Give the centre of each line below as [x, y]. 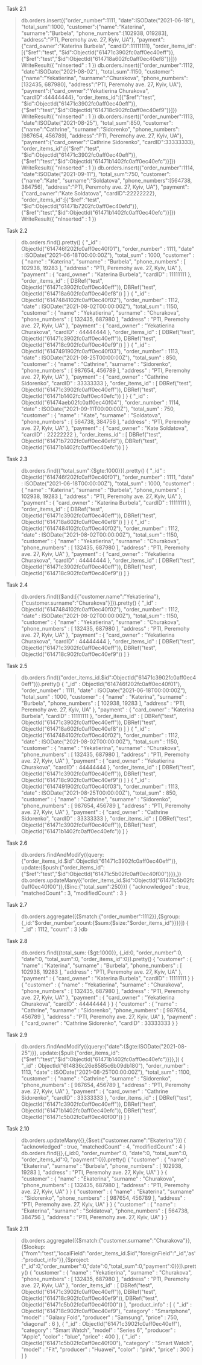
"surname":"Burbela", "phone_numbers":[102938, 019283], [94, 33]
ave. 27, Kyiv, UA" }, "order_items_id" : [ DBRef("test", [87, 1285]
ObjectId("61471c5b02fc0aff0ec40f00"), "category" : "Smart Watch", [107, 1343]
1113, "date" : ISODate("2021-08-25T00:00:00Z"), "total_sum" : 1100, [106, 1072]
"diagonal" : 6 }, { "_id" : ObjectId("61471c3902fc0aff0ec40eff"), [101, 1324]
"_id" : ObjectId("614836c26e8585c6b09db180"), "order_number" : [105, 1066]
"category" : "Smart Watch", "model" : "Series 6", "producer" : [98, 1330]
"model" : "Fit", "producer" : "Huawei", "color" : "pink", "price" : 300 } [107, 1349]
